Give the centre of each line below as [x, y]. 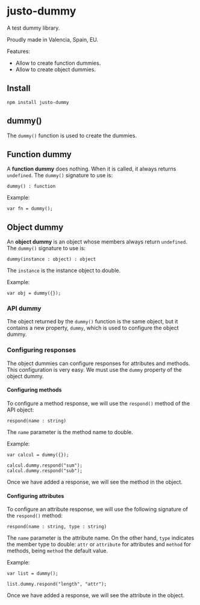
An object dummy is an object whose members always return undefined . [97, 242]
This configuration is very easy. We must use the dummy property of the [94, 369]
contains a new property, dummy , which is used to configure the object [93, 328]
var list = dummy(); [33, 574]
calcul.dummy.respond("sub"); [45, 471]
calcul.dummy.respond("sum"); [45, 465]
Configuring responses [42, 350]
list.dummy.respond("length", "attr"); [57, 584]
